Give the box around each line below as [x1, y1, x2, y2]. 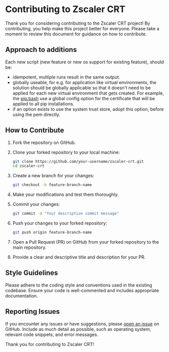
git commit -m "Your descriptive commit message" [12, 211, 120, 216]
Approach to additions [5, 45, 77, 54]
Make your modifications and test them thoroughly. [12, 191, 119, 197]
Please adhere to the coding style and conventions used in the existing [5, 282, 152, 288]
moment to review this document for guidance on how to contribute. [5, 31, 147, 37]
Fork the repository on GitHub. [12, 139, 76, 146]
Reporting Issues [5, 307, 60, 316]
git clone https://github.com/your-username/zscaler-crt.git [12, 159, 144, 164]
